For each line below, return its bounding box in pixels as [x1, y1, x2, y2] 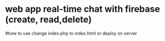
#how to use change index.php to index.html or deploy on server [5, 30, 137, 36]
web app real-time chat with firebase [5, 3, 160, 15]
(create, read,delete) [5, 14, 92, 25]
